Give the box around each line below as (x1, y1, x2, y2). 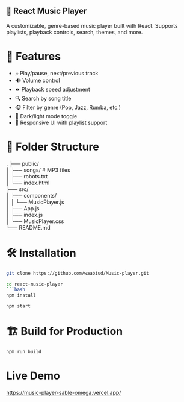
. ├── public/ (6, 160, 39, 167)
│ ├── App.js (6, 204, 40, 212)
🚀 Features (6, 49, 61, 63)
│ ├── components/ (6, 192, 57, 199)
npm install (6, 292, 36, 298)
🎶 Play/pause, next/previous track (14, 69, 99, 77)
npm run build (6, 348, 42, 354)
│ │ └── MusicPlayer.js (6, 198, 64, 206)
